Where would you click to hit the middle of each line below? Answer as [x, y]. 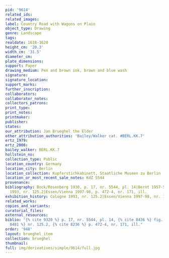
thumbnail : [17, 243]
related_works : [21, 201]
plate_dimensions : [24, 61]
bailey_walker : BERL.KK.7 [32, 150]
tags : [11, 38]
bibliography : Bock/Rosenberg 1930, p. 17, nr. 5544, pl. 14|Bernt [77, 187]
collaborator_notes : [27, 98]
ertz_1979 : [17, 141]
